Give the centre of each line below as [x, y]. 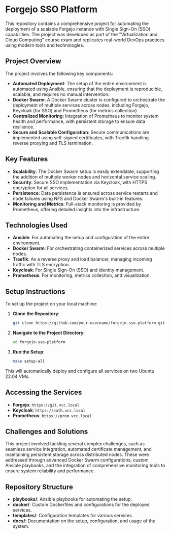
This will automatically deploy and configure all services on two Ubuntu [80, 371]
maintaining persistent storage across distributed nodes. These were [77, 454]
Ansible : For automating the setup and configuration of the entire [81, 238]
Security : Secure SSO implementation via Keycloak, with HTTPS [80, 182]
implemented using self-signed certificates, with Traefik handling [80, 137]
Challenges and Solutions [47, 432]
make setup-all [29, 361]
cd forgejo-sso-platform [39, 342]
